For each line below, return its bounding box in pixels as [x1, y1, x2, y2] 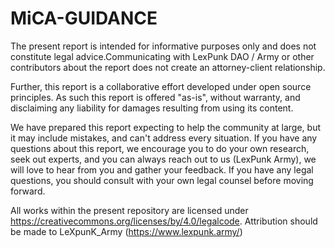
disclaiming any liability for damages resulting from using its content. [10, 102, 294, 114]
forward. [10, 185, 46, 197]
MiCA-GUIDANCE [10, 7, 158, 30]
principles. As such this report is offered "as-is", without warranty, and [10, 91, 301, 103]
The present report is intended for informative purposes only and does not [10, 40, 317, 52]
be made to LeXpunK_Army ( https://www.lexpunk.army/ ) [10, 225, 243, 237]
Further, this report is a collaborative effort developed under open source [10, 80, 312, 92]
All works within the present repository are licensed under [10, 204, 249, 216]
